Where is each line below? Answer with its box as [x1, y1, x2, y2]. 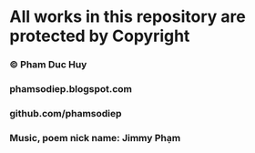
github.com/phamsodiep [9, 107, 122, 119]
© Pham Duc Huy [9, 58, 87, 71]
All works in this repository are [9, 6, 246, 27]
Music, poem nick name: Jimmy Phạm [9, 131, 181, 144]
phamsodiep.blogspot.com [9, 83, 133, 96]
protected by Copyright [9, 25, 190, 46]
